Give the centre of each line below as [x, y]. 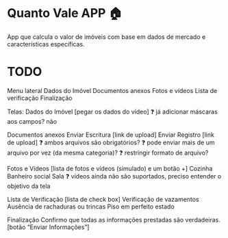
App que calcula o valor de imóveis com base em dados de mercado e [106, 37]
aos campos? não [32, 121]
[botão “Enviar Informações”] [48, 227]
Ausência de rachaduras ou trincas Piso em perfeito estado [91, 207]
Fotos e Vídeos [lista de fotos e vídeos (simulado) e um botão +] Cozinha [110, 168]
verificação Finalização [40, 98]
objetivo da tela [29, 186]
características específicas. [46, 44]
